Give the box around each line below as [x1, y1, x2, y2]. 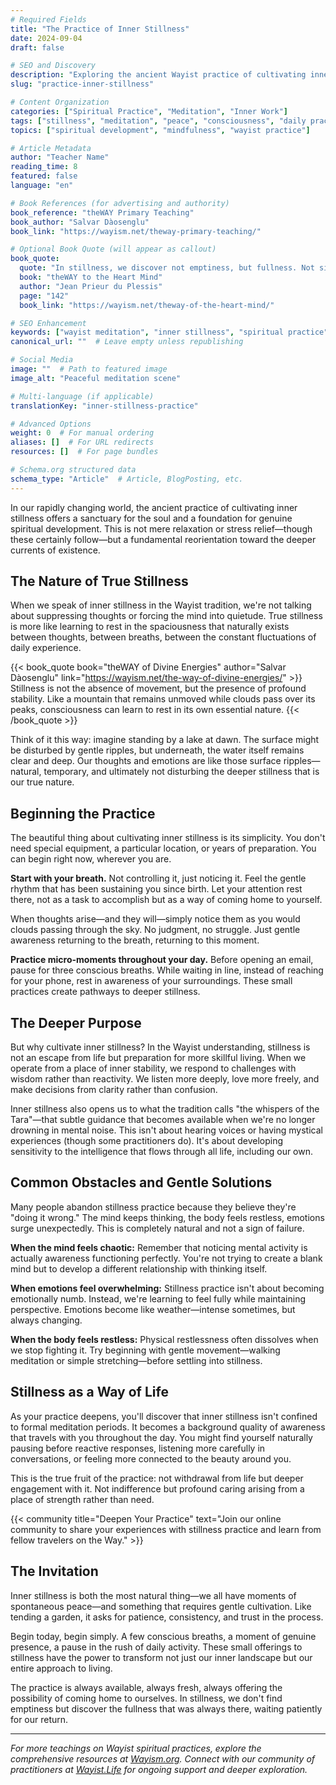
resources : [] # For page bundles [10, 447, 159, 457]
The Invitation [10, 1563, 99, 1580]
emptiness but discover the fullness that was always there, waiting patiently [10, 1702, 323, 1715]
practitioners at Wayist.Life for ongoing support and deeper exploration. [10, 1763, 308, 1775]
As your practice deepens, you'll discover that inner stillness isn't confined [10, 1410, 318, 1422]
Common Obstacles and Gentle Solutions [10, 1174, 273, 1191]
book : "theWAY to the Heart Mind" [19, 272, 163, 282]
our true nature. [10, 776, 75, 788]
